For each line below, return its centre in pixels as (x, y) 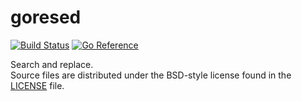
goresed (46, 17)
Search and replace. (52, 64)
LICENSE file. (37, 85)
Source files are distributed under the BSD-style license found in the (151, 75)
